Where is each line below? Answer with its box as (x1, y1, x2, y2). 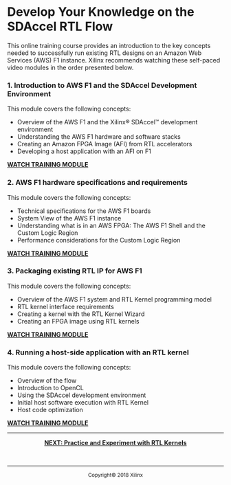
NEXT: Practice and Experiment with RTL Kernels (44, 439, 187, 447)
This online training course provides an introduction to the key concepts (7, 41, 211, 49)
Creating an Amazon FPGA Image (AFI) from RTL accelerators (16, 140, 192, 148)
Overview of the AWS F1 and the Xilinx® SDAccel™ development (16, 118, 198, 126)
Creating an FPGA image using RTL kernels (16, 317, 140, 325)
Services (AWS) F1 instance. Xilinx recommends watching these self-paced (7, 56, 221, 64)
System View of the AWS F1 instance (16, 214, 122, 222)
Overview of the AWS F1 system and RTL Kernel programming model (16, 295, 212, 303)
